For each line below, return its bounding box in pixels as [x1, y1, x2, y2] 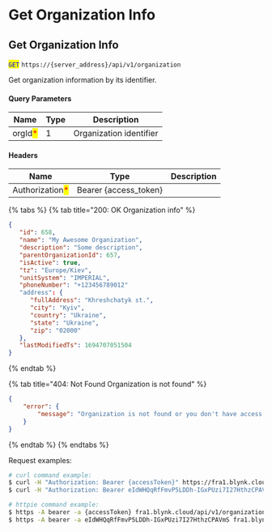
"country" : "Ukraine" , [29, 311, 107, 319]
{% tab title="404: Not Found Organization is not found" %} [8, 379, 207, 389]
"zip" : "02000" [29, 326, 82, 334]
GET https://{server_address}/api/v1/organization [8, 61, 181, 69]
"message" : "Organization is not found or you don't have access [37, 410, 263, 418]
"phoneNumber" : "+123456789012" [19, 281, 129, 289]
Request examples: [8, 455, 73, 465]
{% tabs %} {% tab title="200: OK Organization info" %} [8, 205, 196, 215]
